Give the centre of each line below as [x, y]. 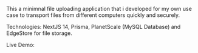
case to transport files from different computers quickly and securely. [93, 15]
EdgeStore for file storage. [39, 33]
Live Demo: [20, 45]
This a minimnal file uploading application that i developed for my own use [99, 9]
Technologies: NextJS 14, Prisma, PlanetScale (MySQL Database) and [94, 27]
